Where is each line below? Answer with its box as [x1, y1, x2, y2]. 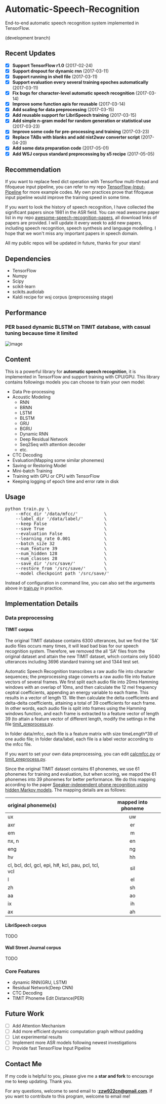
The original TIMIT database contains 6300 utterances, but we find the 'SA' [5, 638, 159, 644]
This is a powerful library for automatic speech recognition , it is [5, 368, 136, 374]
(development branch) [5, 35, 51, 41]
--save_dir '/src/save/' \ [15, 560, 107, 566]
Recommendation [5, 165, 61, 174]
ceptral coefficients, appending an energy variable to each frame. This [5, 689, 149, 696]
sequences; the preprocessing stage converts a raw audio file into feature [5, 674, 156, 680]
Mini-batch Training [12, 468, 53, 474]
